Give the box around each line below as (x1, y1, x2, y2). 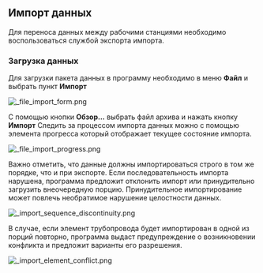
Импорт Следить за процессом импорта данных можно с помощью (8, 121, 239, 130)
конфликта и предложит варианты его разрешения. (8, 241, 182, 250)
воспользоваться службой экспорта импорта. (8, 36, 164, 45)
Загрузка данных (8, 55, 79, 66)
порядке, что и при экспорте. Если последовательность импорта (8, 168, 229, 178)
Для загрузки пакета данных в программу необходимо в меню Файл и (8, 73, 249, 83)
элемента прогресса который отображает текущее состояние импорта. (8, 129, 252, 139)
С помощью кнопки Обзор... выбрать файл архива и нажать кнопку (8, 112, 239, 122)
